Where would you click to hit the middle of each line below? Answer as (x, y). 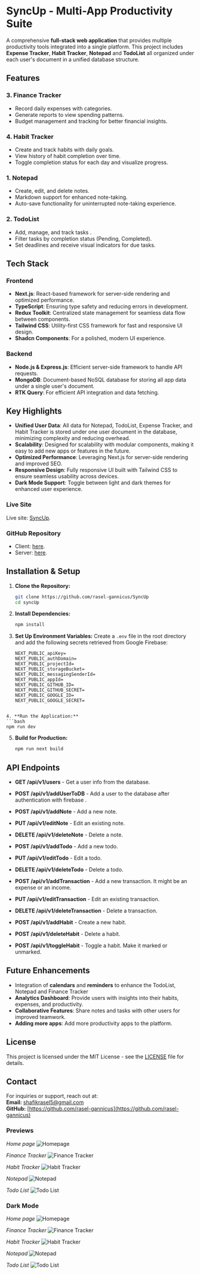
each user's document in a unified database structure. (73, 59)
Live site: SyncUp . (28, 518)
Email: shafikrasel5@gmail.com (45, 1102)
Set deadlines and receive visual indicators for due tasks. (85, 245)
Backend (19, 354)
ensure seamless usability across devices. (67, 477)
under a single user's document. (55, 386)
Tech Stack (27, 264)
